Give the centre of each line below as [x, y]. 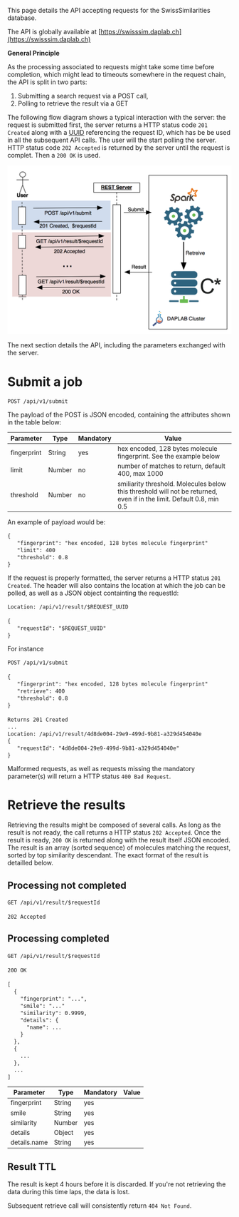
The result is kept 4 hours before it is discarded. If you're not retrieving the [117, 1184]
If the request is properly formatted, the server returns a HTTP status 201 [114, 578]
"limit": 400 [36, 551]
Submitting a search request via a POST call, [83, 96]
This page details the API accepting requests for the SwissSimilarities [109, 10]
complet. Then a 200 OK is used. [54, 155]
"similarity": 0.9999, [54, 1013]
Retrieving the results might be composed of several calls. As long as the [114, 825]
